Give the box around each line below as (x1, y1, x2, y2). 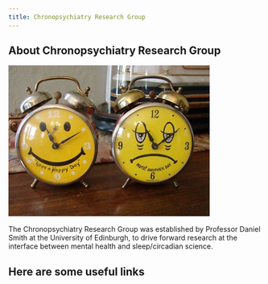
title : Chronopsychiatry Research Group (8, 13, 146, 21)
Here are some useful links (8, 265, 145, 278)
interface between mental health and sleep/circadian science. (8, 241, 213, 251)
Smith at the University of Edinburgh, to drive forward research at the (8, 233, 237, 243)
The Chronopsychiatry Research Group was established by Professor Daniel (8, 224, 261, 234)
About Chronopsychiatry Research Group (8, 44, 221, 58)
